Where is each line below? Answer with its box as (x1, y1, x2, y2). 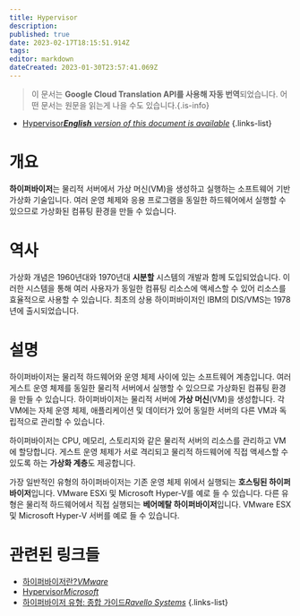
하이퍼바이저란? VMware (21, 576, 109, 586)
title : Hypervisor (9, 13, 78, 22)
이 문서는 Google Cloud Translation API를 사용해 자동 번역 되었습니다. (30, 89, 279, 99)
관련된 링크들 (9, 544, 100, 565)
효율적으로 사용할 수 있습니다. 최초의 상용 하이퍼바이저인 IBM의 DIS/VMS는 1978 (9, 294, 291, 304)
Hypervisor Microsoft (21, 586, 99, 596)
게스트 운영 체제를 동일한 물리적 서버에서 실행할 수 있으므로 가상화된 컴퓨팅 (9, 382, 270, 393)
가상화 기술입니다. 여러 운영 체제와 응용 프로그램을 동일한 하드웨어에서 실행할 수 (9, 194, 287, 205)
